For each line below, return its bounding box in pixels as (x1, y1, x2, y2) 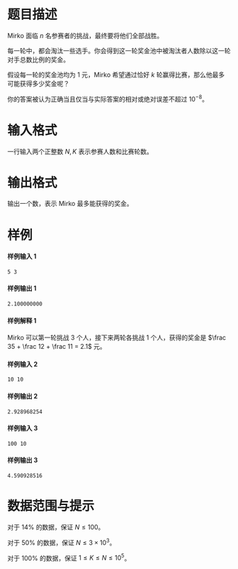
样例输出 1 (7, 284, 37, 293)
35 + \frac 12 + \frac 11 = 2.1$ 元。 (7, 342, 106, 351)
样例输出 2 (7, 392, 38, 401)
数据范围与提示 (7, 498, 95, 514)
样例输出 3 (7, 456, 38, 465)
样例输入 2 (7, 359, 38, 368)
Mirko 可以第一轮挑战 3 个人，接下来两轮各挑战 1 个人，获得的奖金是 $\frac (7, 333, 227, 342)
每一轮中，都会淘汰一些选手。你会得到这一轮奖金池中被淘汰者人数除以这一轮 (7, 46, 231, 55)
